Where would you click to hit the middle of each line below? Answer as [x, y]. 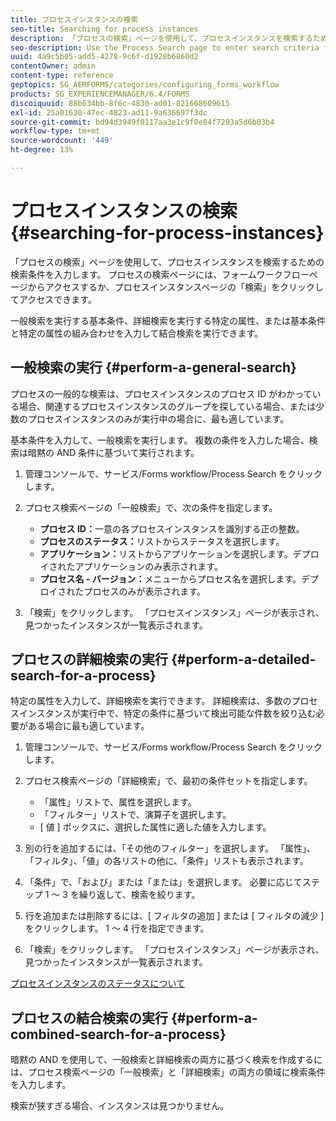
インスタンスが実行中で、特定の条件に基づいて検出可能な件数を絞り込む [167, 713]
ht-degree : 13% [42, 150]
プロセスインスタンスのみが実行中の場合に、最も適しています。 [158, 418]
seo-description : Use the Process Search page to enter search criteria [165, 47]
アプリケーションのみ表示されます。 [148, 566]
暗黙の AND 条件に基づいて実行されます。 [113, 452]
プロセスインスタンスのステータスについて [98, 983]
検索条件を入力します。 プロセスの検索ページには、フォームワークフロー [160, 274]
